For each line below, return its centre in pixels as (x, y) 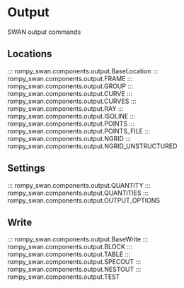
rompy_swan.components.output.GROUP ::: (70, 86)
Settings (27, 168)
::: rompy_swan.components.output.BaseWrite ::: (78, 239)
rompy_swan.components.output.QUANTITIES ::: (78, 193)
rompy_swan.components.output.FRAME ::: (70, 78)
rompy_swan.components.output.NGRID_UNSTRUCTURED (92, 146)
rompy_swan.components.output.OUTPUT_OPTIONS (84, 200)
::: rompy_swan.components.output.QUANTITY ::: (79, 185)
